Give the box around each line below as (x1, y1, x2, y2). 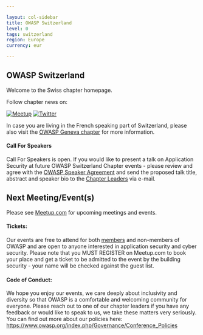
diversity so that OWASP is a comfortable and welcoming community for (6, 296, 187, 303)
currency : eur (6, 43, 43, 49)
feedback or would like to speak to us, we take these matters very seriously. (6, 309, 197, 316)
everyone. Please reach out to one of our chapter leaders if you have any (6, 302, 190, 310)
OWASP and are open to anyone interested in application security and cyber (6, 243, 197, 250)
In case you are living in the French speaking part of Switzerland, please (6, 122, 187, 129)
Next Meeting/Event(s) (6, 193, 95, 203)
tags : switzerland (6, 31, 53, 37)
